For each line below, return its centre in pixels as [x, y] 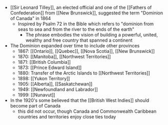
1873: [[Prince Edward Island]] [50, 67]
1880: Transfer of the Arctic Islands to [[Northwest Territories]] [84, 73]
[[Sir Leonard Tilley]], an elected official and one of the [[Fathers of [81, 7]
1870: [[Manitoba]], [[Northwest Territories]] [64, 57]
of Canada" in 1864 [30, 18]
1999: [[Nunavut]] [36, 95]
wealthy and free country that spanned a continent [79, 40]
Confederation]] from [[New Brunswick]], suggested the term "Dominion [87, 13]
